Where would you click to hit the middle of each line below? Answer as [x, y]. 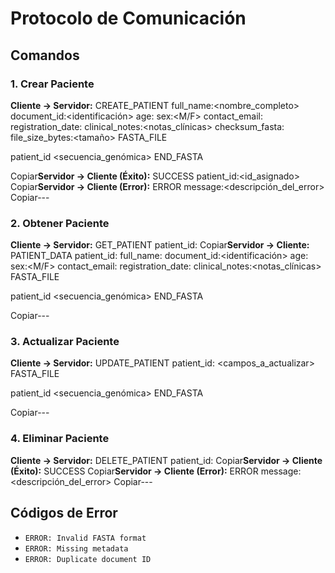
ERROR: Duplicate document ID [88, 559]
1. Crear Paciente [52, 84]
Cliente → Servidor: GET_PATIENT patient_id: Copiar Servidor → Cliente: [160, 245]
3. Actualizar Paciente [65, 342]
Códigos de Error [64, 513]
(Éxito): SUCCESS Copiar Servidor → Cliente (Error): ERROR [134, 471]
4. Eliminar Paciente [60, 439]
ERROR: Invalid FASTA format [85, 538]
